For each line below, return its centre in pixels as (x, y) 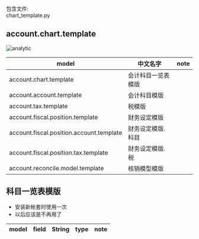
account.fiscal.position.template (54, 117)
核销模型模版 (146, 169)
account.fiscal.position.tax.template (59, 153)
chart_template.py (28, 15)
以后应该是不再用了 (38, 214)
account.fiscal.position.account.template (66, 133)
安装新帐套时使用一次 (41, 206)
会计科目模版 (146, 95)
